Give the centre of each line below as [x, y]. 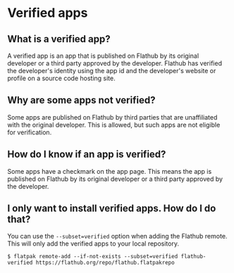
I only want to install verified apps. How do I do [112, 209]
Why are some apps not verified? [81, 100]
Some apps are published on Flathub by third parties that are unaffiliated [112, 117]
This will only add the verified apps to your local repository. [93, 243]
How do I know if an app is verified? [87, 154]
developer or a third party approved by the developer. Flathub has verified [115, 63]
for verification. [30, 132]
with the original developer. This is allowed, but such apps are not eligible [114, 125]
